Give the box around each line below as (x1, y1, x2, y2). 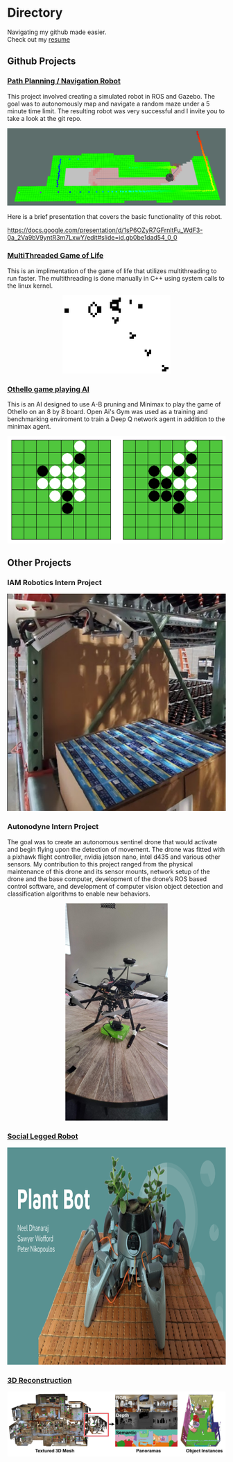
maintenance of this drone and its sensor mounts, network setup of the (7, 867, 210, 876)
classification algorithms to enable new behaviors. (7, 889, 150, 898)
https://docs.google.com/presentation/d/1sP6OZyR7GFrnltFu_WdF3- (7, 226, 203, 234)
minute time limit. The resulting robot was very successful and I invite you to (7, 106, 225, 115)
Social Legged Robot (7, 1131, 78, 1141)
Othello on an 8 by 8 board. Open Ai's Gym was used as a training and (7, 407, 208, 416)
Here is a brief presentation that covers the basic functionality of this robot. (7, 213, 223, 221)
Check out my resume (7, 35, 71, 43)
